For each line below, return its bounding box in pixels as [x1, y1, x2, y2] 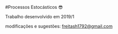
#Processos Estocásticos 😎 [5, 4, 63, 10]
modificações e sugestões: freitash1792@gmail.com [5, 23, 113, 29]
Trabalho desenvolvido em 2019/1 [5, 14, 74, 19]
